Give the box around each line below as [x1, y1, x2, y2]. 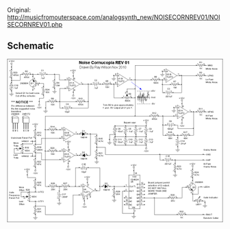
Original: [7, 6, 31, 14]
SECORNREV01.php [7, 21, 63, 28]
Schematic [7, 40, 54, 52]
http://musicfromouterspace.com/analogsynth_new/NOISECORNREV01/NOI [7, 13, 220, 21]
